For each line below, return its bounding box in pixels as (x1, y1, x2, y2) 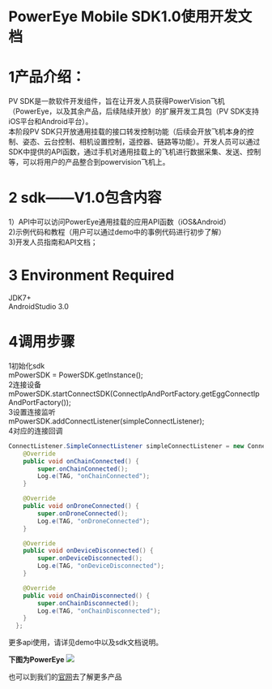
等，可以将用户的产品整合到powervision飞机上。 (8, 157, 170, 167)
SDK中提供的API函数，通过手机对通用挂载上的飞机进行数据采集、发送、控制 (8, 147, 261, 157)
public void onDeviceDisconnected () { (23, 547, 154, 555)
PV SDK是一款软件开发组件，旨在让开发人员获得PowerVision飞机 (8, 97, 225, 106)
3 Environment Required (8, 266, 175, 285)
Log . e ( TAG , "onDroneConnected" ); (37, 517, 151, 525)
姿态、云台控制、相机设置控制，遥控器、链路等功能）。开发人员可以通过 (22, 137, 261, 147)
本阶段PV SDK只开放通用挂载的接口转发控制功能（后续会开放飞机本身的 (8, 127, 248, 136)
